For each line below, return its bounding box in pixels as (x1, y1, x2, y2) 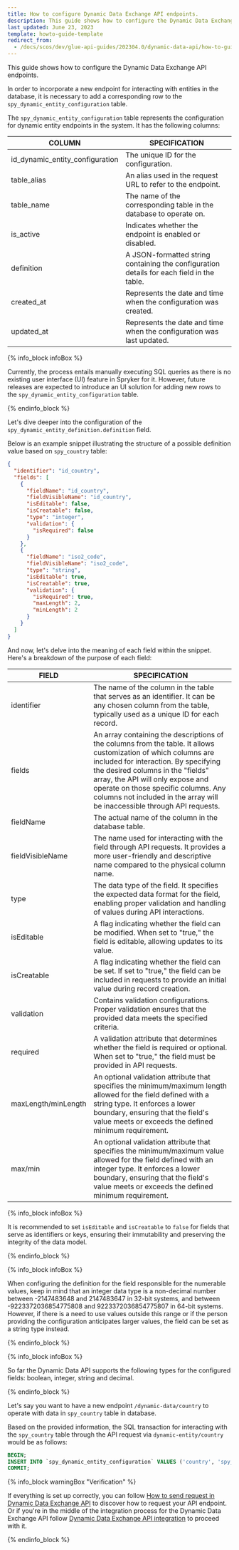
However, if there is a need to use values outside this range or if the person (7, 1309, 228, 1318)
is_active (11, 230, 41, 239)
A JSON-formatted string (125, 250, 211, 260)
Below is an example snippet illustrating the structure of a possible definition (7, 439, 231, 448)
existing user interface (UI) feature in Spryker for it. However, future (7, 375, 206, 384)
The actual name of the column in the (93, 812, 218, 822)
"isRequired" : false (33, 527, 94, 534)
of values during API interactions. (93, 907, 205, 917)
